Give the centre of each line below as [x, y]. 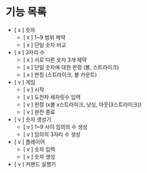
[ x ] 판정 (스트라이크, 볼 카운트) [60, 75]
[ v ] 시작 [34, 89]
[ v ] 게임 [25, 82]
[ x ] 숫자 [25, 30]
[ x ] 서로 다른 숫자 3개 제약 [55, 60]
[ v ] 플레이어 [29, 141]
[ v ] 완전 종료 [39, 112]
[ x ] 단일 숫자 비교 [45, 45]
